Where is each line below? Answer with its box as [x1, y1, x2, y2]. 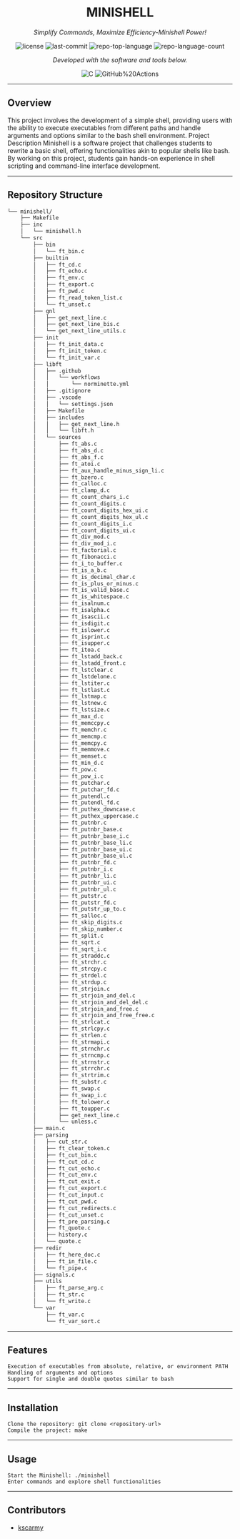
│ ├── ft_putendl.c [33, 793, 111, 800]
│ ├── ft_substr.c [33, 1079, 107, 1086]
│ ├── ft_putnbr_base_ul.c [33, 852, 133, 860]
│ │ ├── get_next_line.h [33, 420, 120, 427]
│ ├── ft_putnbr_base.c [33, 826, 123, 833]
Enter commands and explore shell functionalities [7, 1478, 161, 1485]
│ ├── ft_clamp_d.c [33, 487, 111, 494]
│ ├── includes [33, 414, 84, 421]
